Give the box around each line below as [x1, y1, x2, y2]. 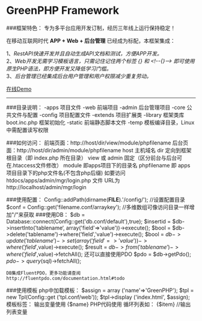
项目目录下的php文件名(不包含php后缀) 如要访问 [6, 169, 126, 176]
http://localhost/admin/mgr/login [6, 183, 87, 190]
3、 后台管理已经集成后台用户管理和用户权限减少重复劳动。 [6, 72, 152, 79]
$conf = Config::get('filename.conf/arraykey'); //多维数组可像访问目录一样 [6, 203, 189, 211]
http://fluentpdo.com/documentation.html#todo [6, 275, 125, 281]
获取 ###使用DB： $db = [23, 211, 85, 218]
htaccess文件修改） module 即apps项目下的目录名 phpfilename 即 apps [13, 161, 191, 169]
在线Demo [6, 85, 32, 92]
